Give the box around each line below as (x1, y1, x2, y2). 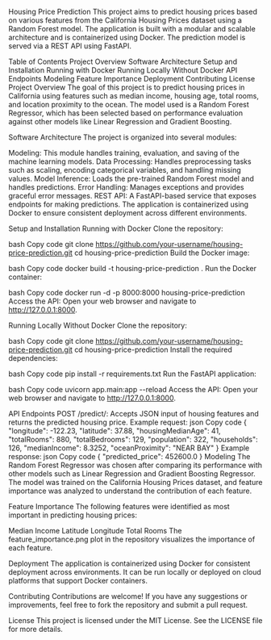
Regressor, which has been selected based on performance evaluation (8, 108, 244, 118)
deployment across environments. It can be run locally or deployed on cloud (8, 567, 262, 576)
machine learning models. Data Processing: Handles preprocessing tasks (8, 157, 252, 166)
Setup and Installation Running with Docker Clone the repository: (8, 224, 223, 233)
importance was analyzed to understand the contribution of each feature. (8, 486, 252, 496)
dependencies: (8, 353, 58, 362)
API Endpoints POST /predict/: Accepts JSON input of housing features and (8, 409, 260, 418)
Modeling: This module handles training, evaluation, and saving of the (8, 148, 240, 157)
